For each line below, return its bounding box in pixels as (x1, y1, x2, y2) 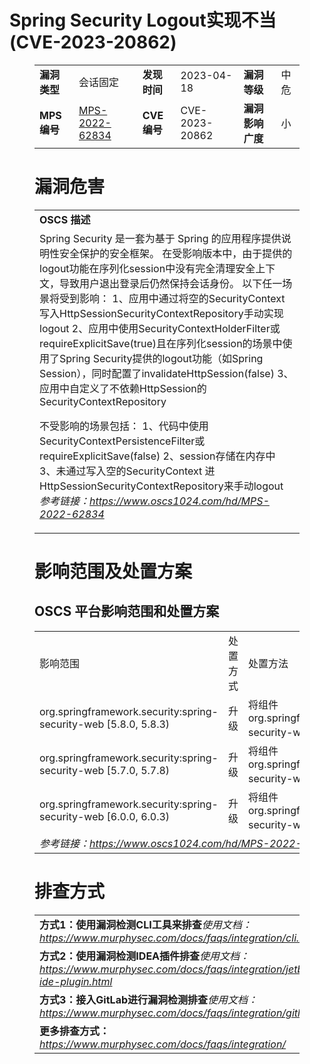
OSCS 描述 (39, 212, 91, 226)
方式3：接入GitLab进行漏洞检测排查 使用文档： (39, 992, 259, 1006)
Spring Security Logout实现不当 (9, 9, 277, 32)
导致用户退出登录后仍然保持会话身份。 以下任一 (59, 276, 283, 290)
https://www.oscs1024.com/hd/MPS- (89, 494, 270, 508)
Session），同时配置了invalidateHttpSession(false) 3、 (39, 366, 294, 380)
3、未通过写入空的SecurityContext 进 (39, 464, 216, 478)
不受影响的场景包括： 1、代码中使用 (39, 419, 209, 433)
